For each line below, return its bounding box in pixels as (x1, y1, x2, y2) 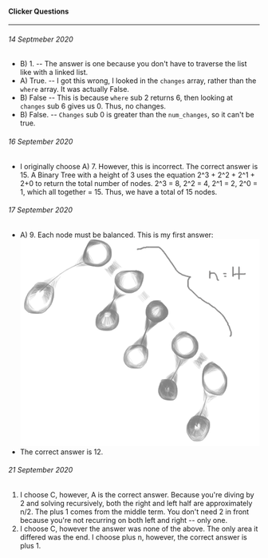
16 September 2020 (8, 137, 73, 146)
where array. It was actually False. (19, 85, 130, 94)
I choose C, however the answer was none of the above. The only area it (19, 524, 258, 534)
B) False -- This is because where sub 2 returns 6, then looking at (19, 93, 234, 103)
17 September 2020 (8, 205, 73, 215)
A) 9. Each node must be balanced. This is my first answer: (19, 230, 214, 239)
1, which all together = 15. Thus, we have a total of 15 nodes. (19, 187, 218, 196)
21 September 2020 (8, 465, 73, 475)
